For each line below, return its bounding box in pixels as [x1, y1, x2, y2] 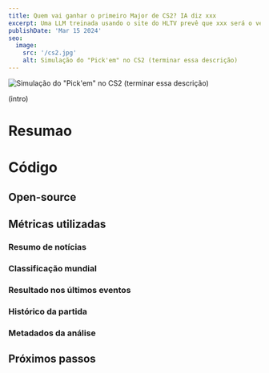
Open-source [8, 190, 77, 204]
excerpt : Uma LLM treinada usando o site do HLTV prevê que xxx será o [8, 19, 252, 27]
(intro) [8, 94, 29, 103]
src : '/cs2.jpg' [22, 49, 78, 57]
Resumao [8, 122, 72, 140]
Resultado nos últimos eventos [8, 284, 131, 295]
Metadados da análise [8, 327, 96, 339]
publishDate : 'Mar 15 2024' [8, 26, 102, 34]
